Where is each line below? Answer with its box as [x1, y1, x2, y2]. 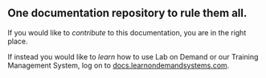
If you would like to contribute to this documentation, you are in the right [7, 27, 247, 37]
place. [7, 36, 29, 46]
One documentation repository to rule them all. [7, 6, 248, 20]
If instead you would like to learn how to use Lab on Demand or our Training [7, 51, 259, 61]
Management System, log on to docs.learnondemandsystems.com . [7, 60, 230, 70]
